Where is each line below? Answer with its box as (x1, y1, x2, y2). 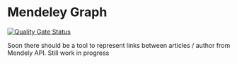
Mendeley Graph (7, 4, 108, 20)
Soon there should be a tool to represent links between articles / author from (7, 41, 231, 49)
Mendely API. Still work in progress (7, 49, 110, 57)
